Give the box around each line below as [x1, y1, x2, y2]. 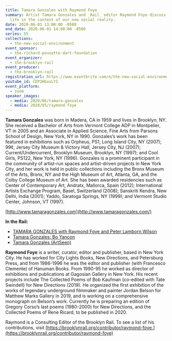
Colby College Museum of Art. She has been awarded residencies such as [5, 177, 162, 183]
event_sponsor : [5, 46, 38, 51]
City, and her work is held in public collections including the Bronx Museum [5, 166, 164, 172]
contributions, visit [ [5, 325, 48, 331]
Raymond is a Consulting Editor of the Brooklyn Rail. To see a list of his [5, 319, 155, 326]
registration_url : [5, 74, 45, 79]
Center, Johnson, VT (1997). [5, 198, 65, 205]
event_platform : [5, 84, 40, 89]
